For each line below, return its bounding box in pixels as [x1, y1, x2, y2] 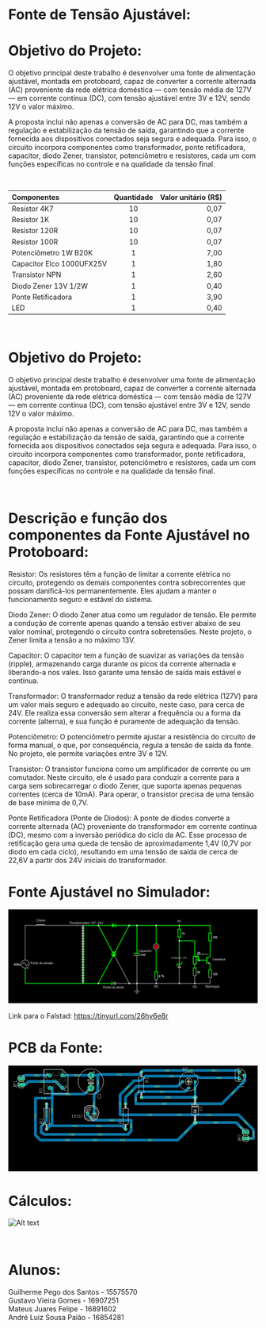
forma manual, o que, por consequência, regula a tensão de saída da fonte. [8, 740, 253, 750]
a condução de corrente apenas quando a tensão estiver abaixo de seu [8, 618, 241, 628]
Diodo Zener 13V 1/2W [11, 281, 89, 290]
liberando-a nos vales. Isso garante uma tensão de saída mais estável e [8, 667, 241, 677]
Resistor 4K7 [11, 204, 54, 213]
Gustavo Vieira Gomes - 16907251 [8, 1295, 120, 1306]
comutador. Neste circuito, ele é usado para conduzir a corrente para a [8, 772, 240, 782]
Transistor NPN [11, 270, 62, 279]
